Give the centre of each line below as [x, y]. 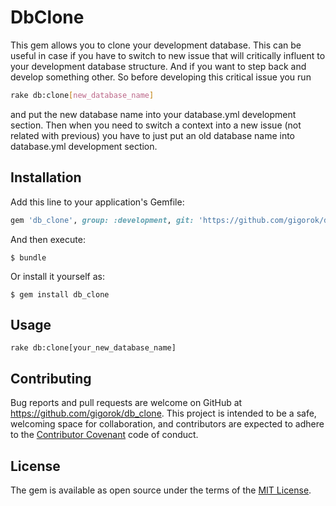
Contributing [51, 378]
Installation [46, 177]
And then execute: [48, 239]
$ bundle [28, 257]
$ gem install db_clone [60, 294]
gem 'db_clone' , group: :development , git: [102, 220]
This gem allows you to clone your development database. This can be [156, 45]
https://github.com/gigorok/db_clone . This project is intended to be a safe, [163, 413]
